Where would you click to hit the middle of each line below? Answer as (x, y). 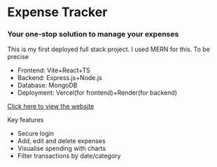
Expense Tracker (57, 12)
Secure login (36, 133)
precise (18, 57)
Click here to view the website (51, 107)
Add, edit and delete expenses (62, 141)
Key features (26, 120)
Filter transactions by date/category (69, 156)
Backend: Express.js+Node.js (60, 78)
